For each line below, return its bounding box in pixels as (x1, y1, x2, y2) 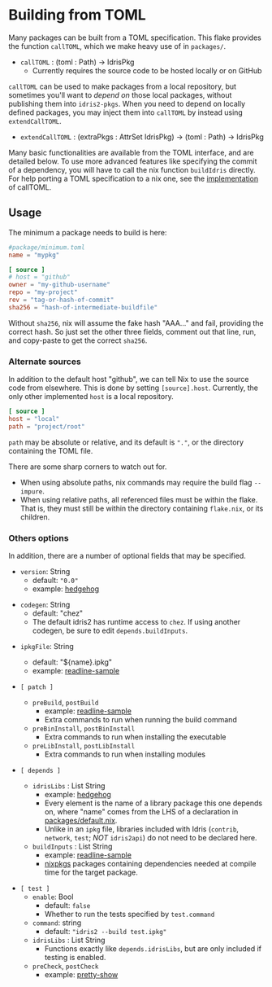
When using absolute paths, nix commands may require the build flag (19, 477, 253, 487)
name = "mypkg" (8, 251, 60, 259)
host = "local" (8, 415, 60, 423)
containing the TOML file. (8, 445, 93, 455)
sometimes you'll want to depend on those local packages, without (8, 90, 232, 99)
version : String (19, 566, 71, 576)
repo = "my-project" (8, 288, 79, 296)
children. (19, 511, 50, 522)
